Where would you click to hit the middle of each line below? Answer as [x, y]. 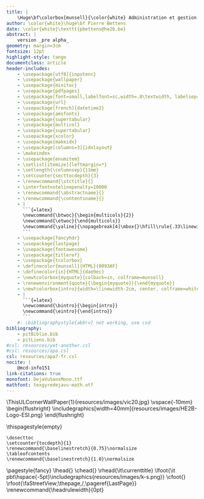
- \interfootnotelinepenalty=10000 [62, 187]
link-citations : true [34, 373]
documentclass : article [36, 63]
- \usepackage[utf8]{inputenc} [57, 74]
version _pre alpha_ [43, 40]
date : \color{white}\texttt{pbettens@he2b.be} [66, 29]
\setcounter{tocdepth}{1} [39, 443]
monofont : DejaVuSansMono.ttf [45, 379]
